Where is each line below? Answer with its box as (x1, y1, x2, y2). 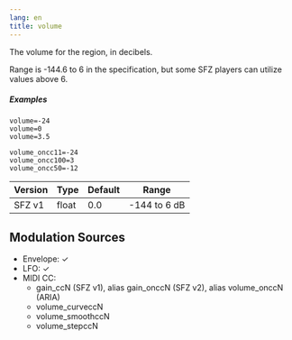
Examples (9, 94, 48, 105)
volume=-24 (9, 116, 50, 126)
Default (87, 184, 120, 197)
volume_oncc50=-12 (9, 164, 78, 173)
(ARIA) (35, 292, 60, 303)
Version (14, 184, 49, 197)
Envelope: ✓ (22, 253, 69, 264)
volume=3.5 (9, 133, 50, 142)
